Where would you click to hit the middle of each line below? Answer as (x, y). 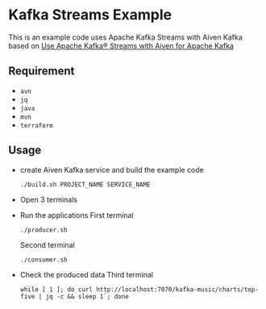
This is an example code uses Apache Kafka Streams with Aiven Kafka (126, 37)
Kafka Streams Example (90, 15)
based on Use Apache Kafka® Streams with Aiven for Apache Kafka (121, 45)
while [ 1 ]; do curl (56, 289)
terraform (37, 125)
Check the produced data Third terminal (86, 274)
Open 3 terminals (49, 199)
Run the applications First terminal (77, 215)
